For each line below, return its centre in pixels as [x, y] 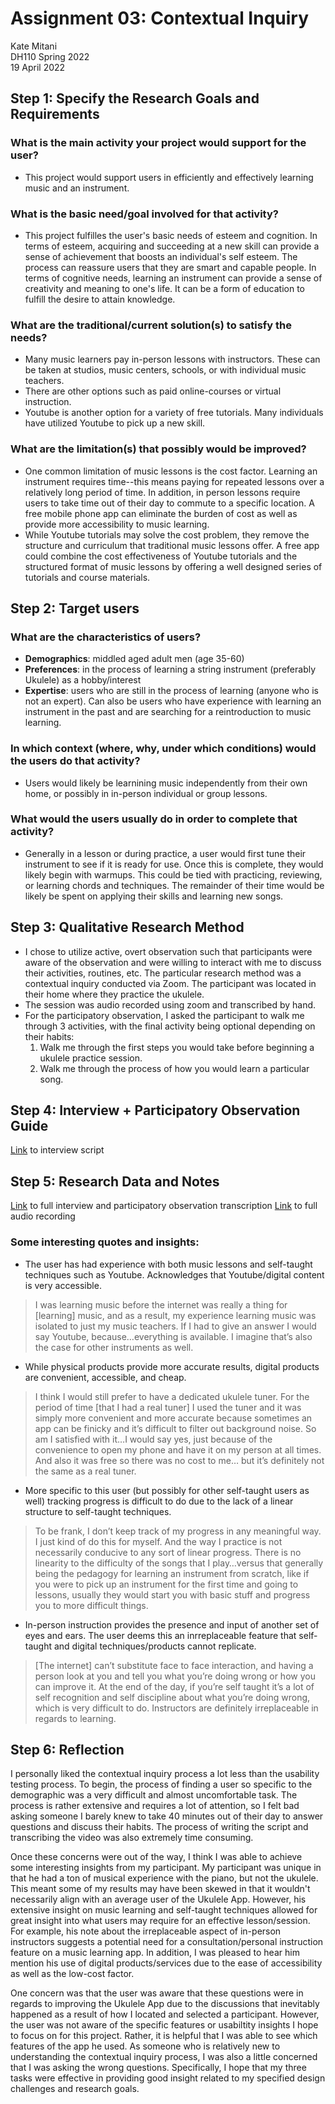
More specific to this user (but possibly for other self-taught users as [167, 1490]
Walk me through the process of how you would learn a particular [174, 1068]
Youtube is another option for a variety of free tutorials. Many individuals [174, 413]
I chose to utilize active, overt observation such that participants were [168, 951]
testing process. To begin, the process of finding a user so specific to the [161, 1784]
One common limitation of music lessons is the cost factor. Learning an [171, 471]
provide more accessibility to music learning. [117, 524]
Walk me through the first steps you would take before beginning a [177, 1047]
